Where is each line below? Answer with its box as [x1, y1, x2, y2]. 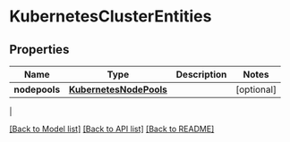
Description [175, 69, 227, 80]
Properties [9, 42, 70, 57]
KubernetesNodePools [68, 83, 168, 96]
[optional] [235, 83, 277, 96]
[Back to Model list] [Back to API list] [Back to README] [9, 123, 215, 134]
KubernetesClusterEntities [9, 6, 212, 27]
